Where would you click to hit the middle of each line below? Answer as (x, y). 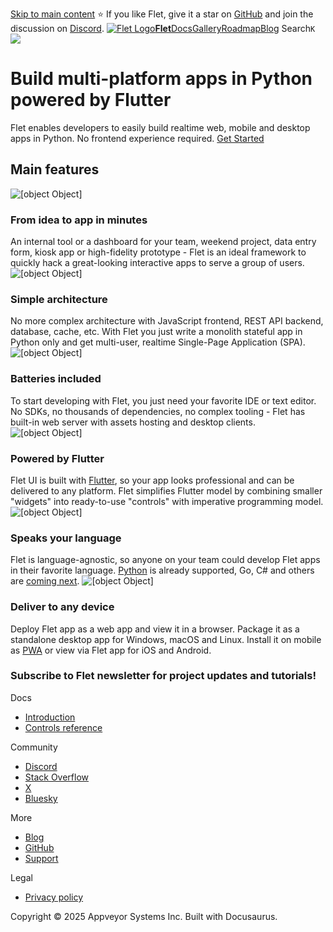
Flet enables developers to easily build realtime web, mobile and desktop (160, 127)
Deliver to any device (62, 607)
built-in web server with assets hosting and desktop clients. (133, 422)
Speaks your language (66, 538)
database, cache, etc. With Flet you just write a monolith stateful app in (156, 332)
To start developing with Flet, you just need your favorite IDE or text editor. (163, 400)
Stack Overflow (57, 777)
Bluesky (41, 798)
